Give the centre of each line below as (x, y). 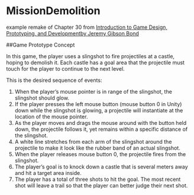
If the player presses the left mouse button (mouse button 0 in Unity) (98, 104)
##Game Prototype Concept (41, 45)
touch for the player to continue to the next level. (66, 68)
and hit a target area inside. (48, 173)
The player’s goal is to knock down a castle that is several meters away (101, 167)
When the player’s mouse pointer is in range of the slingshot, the (93, 91)
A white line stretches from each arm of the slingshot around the (93, 141)
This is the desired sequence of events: (54, 80)
